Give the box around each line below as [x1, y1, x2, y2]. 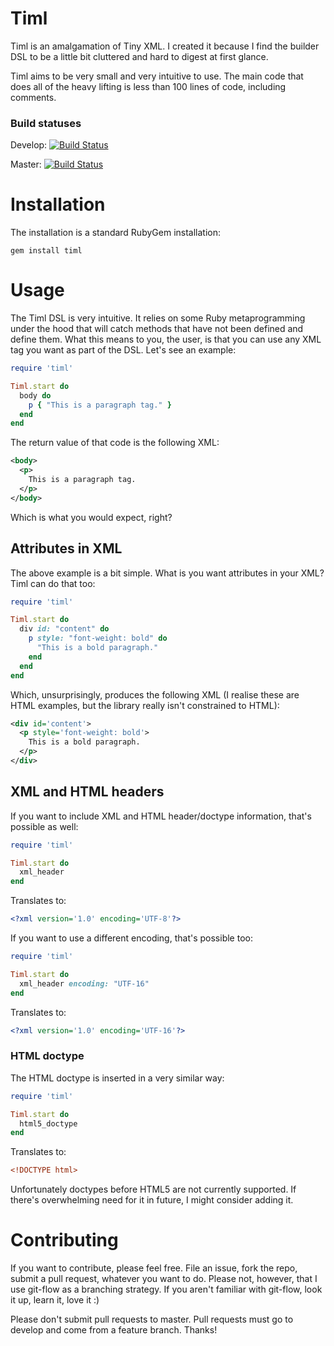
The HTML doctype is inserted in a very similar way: [10, 1072, 225, 1084]
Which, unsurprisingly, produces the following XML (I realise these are [10, 688, 300, 701]
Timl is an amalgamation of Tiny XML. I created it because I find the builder [10, 40, 320, 52]
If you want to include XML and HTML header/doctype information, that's [10, 810, 312, 822]
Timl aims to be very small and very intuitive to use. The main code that [10, 70, 304, 82]
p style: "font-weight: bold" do [28, 633, 168, 644]
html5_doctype [19, 1118, 78, 1129]
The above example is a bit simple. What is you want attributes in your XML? [10, 567, 325, 579]
